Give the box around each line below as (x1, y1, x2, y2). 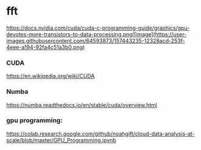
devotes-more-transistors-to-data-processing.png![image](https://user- (6, 30, 187, 37)
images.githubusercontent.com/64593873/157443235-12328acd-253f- (6, 37, 185, 44)
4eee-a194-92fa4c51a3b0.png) (6, 44, 85, 51)
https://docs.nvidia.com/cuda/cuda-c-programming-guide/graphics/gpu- (6, 24, 190, 31)
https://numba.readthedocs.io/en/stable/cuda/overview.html (6, 101, 157, 108)
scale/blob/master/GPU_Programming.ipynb (6, 136, 117, 143)
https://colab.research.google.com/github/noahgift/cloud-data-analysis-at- (6, 130, 196, 137)
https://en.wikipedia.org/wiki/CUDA (6, 73, 95, 80)
